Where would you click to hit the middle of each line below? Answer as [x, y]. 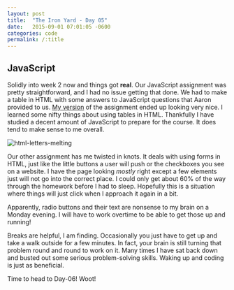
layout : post [26, 14]
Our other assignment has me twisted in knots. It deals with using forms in [114, 156]
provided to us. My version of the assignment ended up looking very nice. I [115, 107]
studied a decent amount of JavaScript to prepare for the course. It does [112, 122]
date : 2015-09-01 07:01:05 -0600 [59, 27]
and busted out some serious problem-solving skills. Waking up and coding [116, 258]
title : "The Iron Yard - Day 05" [58, 20]
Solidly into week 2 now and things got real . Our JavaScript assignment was [117, 85]
